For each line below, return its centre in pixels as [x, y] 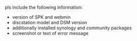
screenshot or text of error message [50, 33]
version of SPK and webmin [41, 17]
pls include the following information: [44, 7]
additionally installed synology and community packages [72, 28]
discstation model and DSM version [50, 23]
